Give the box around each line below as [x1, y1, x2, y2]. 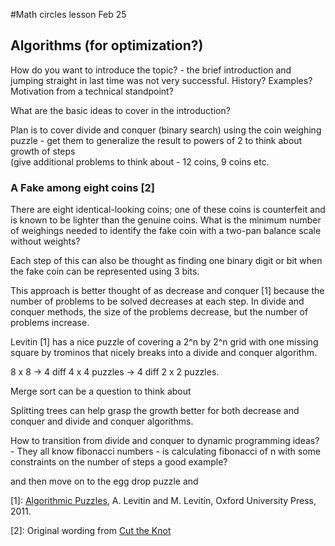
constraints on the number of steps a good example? [10, 456, 228, 468]
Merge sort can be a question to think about [10, 385, 192, 398]
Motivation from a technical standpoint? [10, 85, 174, 97]
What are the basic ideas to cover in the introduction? [10, 104, 231, 116]
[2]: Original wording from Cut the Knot [10, 525, 172, 537]
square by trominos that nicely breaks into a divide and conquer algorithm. [10, 347, 317, 359]
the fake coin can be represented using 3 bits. [10, 265, 200, 278]
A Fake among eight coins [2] [10, 180, 156, 194]
